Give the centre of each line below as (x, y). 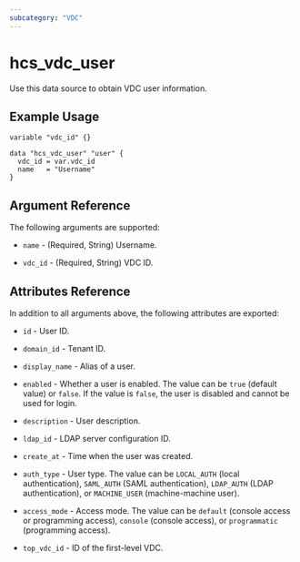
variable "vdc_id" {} (50, 138)
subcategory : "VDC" (46, 18)
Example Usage (55, 116)
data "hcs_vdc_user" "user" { (67, 154)
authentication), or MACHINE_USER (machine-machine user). (131, 493)
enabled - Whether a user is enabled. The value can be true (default (150, 384)
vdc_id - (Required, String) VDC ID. (88, 263)
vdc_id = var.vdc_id (56, 162)
